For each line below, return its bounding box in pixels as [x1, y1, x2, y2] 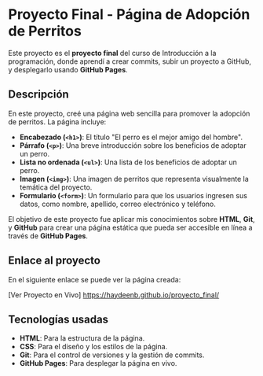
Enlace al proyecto [8, 254, 100, 267]
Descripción [8, 88, 69, 101]
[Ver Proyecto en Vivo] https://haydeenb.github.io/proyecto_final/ [8, 289, 220, 300]
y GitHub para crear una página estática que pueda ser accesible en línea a [8, 223, 253, 232]
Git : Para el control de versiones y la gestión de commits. [19, 350, 205, 359]
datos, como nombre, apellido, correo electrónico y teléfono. [19, 199, 216, 208]
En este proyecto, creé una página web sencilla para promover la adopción [8, 109, 250, 118]
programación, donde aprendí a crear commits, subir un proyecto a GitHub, [8, 57, 251, 66]
